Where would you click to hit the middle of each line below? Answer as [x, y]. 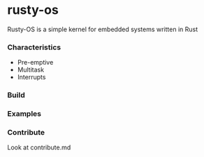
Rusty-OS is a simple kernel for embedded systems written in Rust [103, 29]
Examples [24, 114]
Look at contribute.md [39, 147]
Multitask [30, 70]
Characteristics [34, 47]
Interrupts [31, 77]
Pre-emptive [35, 63]
